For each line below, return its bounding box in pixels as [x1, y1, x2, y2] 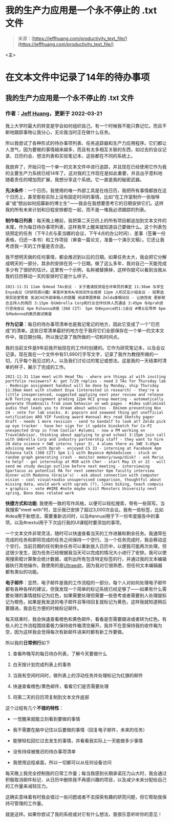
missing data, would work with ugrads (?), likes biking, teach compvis [5, 482, 164, 487]
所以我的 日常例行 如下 [5, 639, 50, 645]
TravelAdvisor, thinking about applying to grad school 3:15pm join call [5, 432, 166, 438]
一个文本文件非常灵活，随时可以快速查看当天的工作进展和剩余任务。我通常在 [5, 530, 167, 536]
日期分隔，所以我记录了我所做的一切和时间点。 [23, 334, 122, 340]
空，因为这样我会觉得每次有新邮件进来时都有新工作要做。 [5, 629, 126, 635]
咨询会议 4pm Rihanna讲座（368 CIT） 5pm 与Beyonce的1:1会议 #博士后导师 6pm [9, 306, 166, 311]
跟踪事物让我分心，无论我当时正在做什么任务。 [14, 129, 113, 135]
